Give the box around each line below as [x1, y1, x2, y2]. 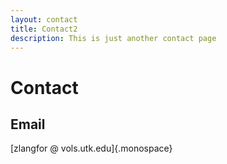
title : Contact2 [10, 24, 78, 34]
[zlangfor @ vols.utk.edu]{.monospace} [10, 142, 173, 155]
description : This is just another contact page [10, 33, 217, 43]
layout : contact [10, 14, 78, 25]
